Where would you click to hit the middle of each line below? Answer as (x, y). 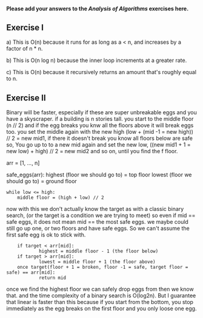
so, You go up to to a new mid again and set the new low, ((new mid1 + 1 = (98, 145)
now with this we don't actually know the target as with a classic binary (95, 209)
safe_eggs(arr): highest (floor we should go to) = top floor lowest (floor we (99, 175)
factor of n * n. (25, 49)
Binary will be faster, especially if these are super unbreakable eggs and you (101, 112)
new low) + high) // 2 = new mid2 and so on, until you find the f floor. (92, 151)
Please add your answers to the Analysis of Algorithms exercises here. (98, 9)
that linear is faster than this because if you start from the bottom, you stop (100, 302)
